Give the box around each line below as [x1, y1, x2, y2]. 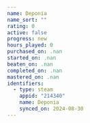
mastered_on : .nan [7, 73, 59, 81]
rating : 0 [7, 23, 35, 29]
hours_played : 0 [7, 42, 53, 49]
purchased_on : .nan [7, 49, 63, 55]
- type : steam [13, 86, 53, 93]
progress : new [7, 36, 48, 42]
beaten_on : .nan [7, 61, 53, 68]
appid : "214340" [19, 93, 66, 100]
